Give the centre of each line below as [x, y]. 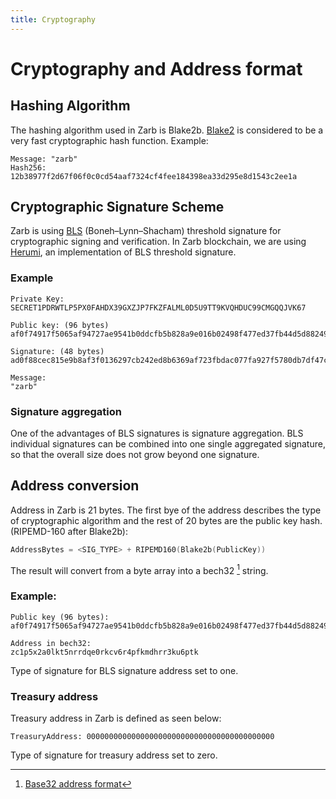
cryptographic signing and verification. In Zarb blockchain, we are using [158, 242]
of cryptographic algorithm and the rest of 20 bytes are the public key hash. [166, 520]
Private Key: [37, 299]
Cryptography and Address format [156, 68]
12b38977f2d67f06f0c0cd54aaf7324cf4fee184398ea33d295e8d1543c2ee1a [154, 176]
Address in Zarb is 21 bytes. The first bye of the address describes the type [166, 510]
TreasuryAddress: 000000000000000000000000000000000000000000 [142, 736]
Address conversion [75, 486]
